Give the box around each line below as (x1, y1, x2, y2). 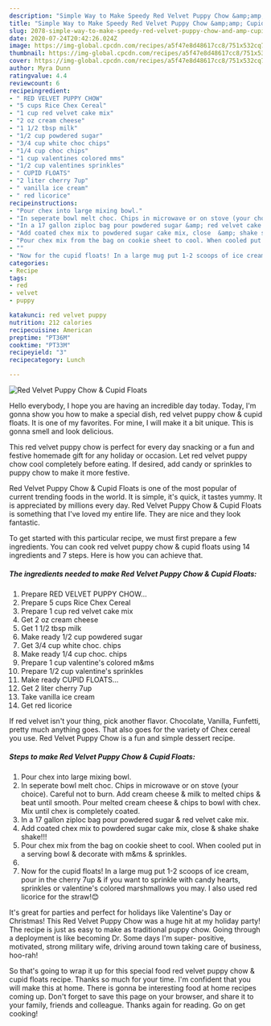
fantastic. (9, 517, 40, 527)
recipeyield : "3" (9, 348, 68, 357)
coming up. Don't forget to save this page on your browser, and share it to (9, 991, 254, 1001)
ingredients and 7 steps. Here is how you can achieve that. (9, 550, 203, 560)
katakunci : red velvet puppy (9, 311, 107, 319)
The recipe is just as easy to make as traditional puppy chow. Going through (9, 924, 261, 934)
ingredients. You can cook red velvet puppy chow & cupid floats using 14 (9, 542, 250, 551)
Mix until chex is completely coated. (20, 806, 140, 816)
